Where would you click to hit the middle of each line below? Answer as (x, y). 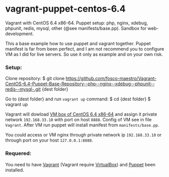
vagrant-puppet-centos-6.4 (66, 9)
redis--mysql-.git (23, 89)
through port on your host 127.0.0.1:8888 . (49, 140)
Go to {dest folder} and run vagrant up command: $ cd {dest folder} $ (78, 99)
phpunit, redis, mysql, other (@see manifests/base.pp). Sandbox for (76, 28)
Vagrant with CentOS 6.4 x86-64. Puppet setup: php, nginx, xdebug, (77, 23)
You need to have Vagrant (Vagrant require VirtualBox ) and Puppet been (80, 164)
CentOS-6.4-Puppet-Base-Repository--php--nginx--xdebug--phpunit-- (80, 84)
